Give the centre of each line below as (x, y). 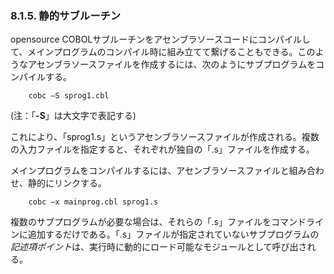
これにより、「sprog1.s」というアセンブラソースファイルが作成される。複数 (165, 137)
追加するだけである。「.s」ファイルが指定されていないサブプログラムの (173, 234)
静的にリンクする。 (67, 183)
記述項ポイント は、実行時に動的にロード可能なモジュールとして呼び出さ (159, 247)
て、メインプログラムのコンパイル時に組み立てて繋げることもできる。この (163, 52)
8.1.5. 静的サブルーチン (66, 15)
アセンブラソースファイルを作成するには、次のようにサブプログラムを (172, 64)
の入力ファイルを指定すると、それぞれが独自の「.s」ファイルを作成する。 (162, 149)
